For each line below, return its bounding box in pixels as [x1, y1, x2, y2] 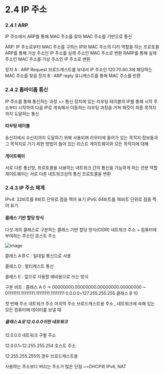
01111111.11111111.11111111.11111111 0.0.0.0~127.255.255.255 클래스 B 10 [5, 290, 138, 296]
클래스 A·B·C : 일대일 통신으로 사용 [5, 253, 71, 259]
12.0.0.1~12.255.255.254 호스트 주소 [5, 343, 76, 348]
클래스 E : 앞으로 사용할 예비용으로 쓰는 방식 [5, 273, 89, 279]
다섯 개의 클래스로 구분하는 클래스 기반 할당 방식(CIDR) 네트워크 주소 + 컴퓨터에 [5, 226, 157, 233]
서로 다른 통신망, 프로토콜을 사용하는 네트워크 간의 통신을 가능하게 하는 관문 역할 [5, 165, 158, 171]
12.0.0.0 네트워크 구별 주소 [5, 332, 56, 338]
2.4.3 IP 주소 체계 [5, 185, 45, 191]
